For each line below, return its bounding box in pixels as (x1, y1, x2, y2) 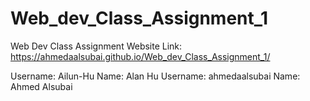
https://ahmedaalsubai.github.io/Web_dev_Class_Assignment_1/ (10, 50, 271, 62)
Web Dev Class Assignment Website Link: (10, 40, 183, 52)
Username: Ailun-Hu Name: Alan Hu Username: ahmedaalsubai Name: (10, 70, 301, 82)
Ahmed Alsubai (10, 80, 73, 92)
